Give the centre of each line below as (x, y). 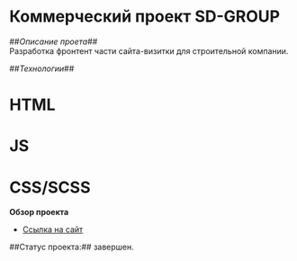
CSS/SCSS (50, 187)
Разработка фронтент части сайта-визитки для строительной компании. (149, 50)
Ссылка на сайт (53, 229)
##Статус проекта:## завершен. (72, 247)
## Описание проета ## (54, 41)
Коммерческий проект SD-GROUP (145, 17)
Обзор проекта (39, 212)
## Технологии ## (42, 68)
